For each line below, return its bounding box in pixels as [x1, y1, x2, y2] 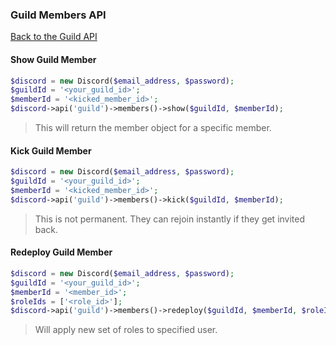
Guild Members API [10, 8, 107, 22]
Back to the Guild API [10, 31, 98, 43]
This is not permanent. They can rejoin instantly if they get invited [34, 213, 306, 225]
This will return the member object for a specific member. [34, 122, 272, 133]
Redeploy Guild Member [10, 246, 113, 258]
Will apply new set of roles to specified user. [34, 324, 218, 336]
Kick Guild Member [10, 144, 92, 157]
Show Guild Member [10, 53, 97, 65]
